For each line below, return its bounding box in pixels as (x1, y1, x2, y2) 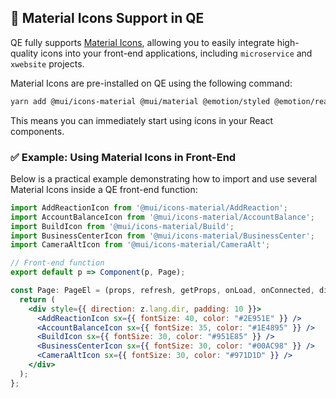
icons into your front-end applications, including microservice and (40, 47, 313, 59)
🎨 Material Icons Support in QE (10, 10, 205, 27)
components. (10, 125, 65, 137)
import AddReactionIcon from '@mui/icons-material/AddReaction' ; (10, 202, 288, 213)
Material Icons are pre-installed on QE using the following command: (10, 77, 293, 89)
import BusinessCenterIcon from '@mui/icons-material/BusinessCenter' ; (10, 231, 315, 241)
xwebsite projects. (10, 57, 85, 70)
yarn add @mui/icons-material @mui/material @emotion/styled (10, 96, 271, 106)
